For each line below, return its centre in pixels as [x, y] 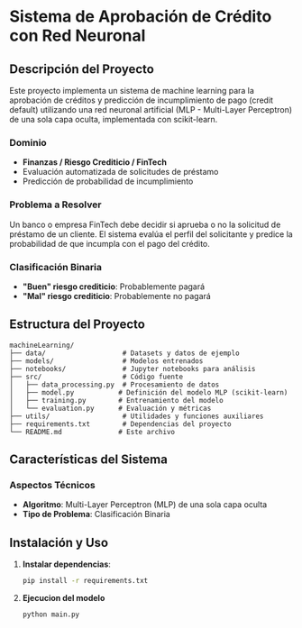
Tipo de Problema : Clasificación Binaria [96, 514]
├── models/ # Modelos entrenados [106, 361]
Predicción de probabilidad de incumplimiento [108, 181]
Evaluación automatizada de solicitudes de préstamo [120, 172]
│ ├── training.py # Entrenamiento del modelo [116, 400]
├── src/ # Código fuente [96, 377]
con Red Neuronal [78, 36]
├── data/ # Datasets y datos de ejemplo [125, 353]
